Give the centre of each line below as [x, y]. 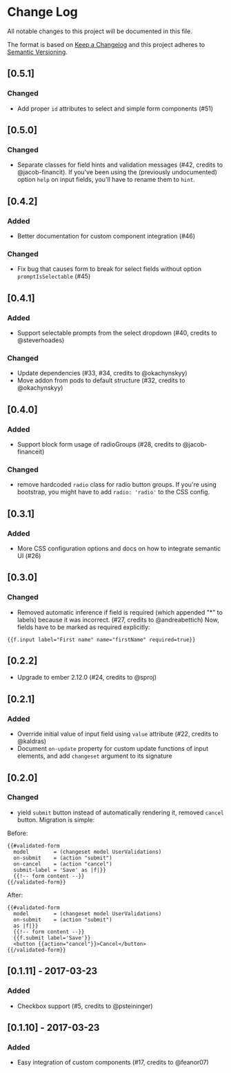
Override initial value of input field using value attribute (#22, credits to [118, 734]
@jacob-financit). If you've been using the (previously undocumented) [117, 172]
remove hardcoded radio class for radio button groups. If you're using [117, 485]
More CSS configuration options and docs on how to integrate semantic [119, 548]
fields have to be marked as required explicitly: [83, 627]
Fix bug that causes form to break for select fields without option [109, 269]
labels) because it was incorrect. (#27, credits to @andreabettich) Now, [118, 619]
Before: [18, 833]
